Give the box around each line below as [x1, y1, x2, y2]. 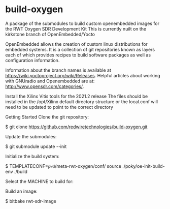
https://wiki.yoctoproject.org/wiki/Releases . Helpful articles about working [5, 72, 161, 78]
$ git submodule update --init [5, 143, 67, 150]
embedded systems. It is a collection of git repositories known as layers [5, 46, 155, 52]
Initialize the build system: [5, 153, 60, 159]
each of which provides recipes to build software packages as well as [5, 52, 151, 58]
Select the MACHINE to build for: [5, 178, 74, 184]
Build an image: [5, 188, 38, 194]
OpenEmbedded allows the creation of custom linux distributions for [5, 41, 148, 47]
